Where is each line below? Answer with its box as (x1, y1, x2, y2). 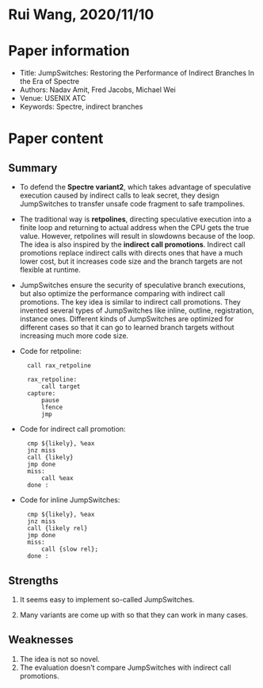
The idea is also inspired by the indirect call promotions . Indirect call (19, 240, 246, 249)
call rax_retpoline (27, 362, 91, 370)
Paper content (8, 129, 104, 148)
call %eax (40, 475, 74, 482)
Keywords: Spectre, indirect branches (19, 102, 143, 112)
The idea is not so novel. (19, 654, 101, 663)
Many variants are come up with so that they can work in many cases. (19, 609, 248, 620)
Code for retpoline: (19, 347, 82, 356)
